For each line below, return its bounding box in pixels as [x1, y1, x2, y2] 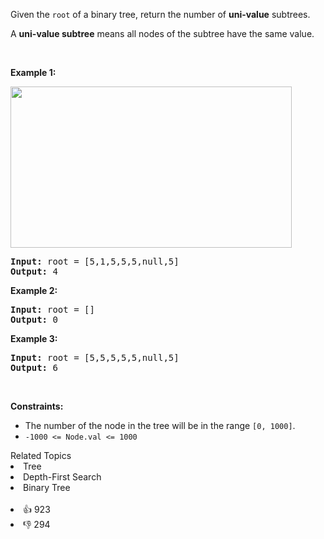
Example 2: [10, 285, 58, 296]
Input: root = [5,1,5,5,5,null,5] [10, 256, 180, 267]
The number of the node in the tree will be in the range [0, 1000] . [24, 420, 296, 431]
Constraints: [10, 400, 64, 412]
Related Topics [10, 450, 72, 461]
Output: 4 [10, 266, 58, 277]
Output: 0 [10, 314, 58, 325]
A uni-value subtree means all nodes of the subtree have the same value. [10, 28, 315, 39]
